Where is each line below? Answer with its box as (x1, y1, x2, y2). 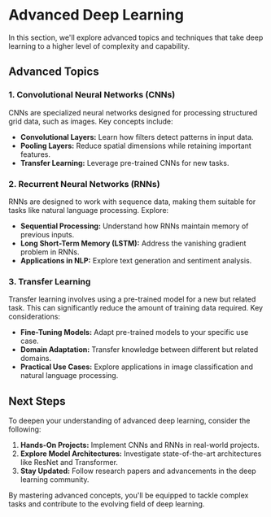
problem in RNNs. (20, 246, 80, 257)
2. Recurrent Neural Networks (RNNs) (8, 178, 160, 189)
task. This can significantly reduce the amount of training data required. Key (8, 303, 263, 313)
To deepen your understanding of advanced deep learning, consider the (8, 416, 251, 426)
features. (20, 149, 51, 159)
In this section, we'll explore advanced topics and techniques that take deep (8, 33, 264, 42)
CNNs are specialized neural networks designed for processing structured (8, 107, 258, 117)
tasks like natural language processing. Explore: (8, 205, 169, 215)
